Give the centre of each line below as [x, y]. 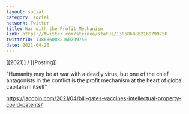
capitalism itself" [27, 86]
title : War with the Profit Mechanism [55, 28]
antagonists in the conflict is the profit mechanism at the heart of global [94, 80]
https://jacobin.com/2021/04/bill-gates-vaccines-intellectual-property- [94, 98]
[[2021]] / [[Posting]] [31, 62]
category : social [28, 17]
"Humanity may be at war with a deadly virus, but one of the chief [88, 74]
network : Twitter [28, 23]
